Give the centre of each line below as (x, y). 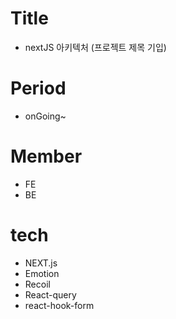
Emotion (42, 273)
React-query (50, 294)
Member (46, 156)
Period (38, 88)
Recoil (37, 284)
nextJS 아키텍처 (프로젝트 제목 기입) (95, 47)
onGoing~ (45, 116)
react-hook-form (59, 305)
